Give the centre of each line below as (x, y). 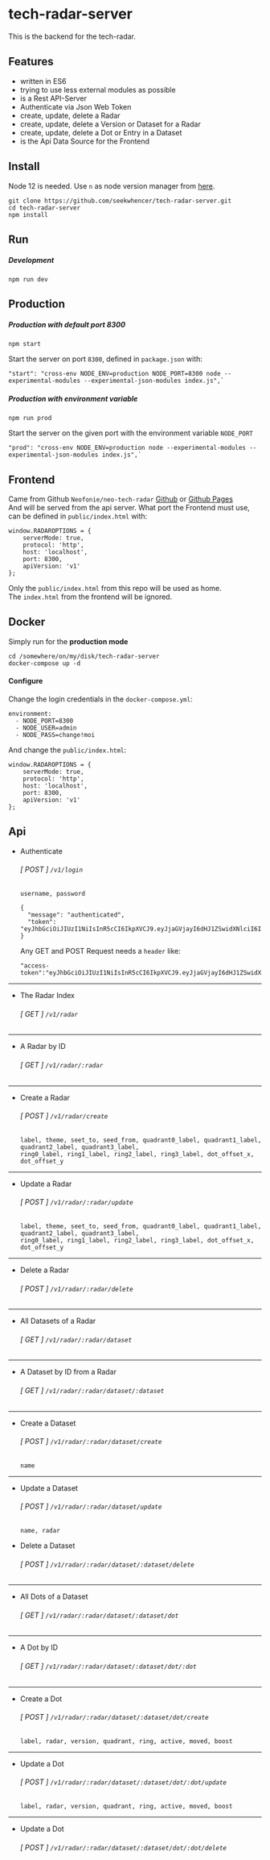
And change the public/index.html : (67, 750)
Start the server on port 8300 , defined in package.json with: (106, 359)
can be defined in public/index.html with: (78, 516)
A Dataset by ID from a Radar (68, 1372)
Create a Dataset (48, 1423)
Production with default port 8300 (67, 324)
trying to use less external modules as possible (98, 89)
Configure (26, 681)
